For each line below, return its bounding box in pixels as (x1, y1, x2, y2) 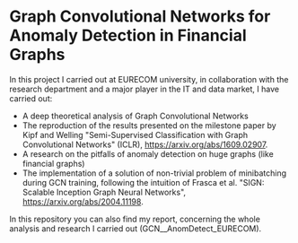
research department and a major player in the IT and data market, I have (9, 83, 280, 94)
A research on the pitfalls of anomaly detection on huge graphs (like (22, 148, 274, 159)
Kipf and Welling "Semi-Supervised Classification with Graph (22, 129, 249, 140)
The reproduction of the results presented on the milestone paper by (22, 119, 276, 131)
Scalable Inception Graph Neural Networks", (22, 187, 187, 197)
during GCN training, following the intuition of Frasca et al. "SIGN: (22, 177, 265, 187)
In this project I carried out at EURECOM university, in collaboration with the (9, 74, 289, 84)
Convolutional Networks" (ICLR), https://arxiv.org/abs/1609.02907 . (22, 139, 268, 150)
